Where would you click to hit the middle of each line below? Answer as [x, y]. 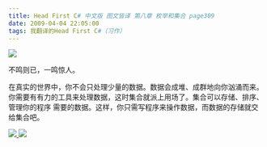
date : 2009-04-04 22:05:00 [54, 23]
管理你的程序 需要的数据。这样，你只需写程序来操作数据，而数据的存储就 [130, 107]
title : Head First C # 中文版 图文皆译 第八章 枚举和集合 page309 [112, 16]
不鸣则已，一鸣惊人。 [44, 70]
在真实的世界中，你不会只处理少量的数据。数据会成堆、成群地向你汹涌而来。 [136, 87]
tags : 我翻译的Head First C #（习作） [67, 31]
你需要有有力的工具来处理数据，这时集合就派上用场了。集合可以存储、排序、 [136, 97]
